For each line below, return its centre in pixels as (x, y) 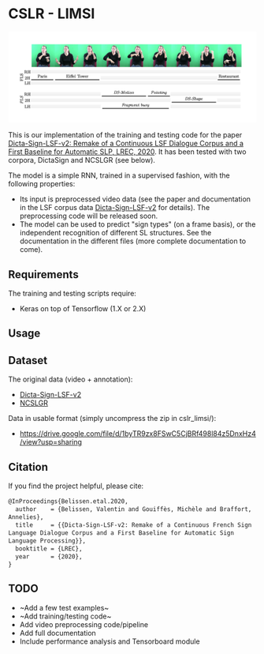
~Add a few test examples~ (64, 607)
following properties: (42, 184)
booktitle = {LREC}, (49, 549)
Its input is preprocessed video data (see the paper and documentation (135, 199)
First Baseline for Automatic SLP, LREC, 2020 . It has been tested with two (127, 152)
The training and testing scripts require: (72, 293)
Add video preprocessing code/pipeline (84, 624)
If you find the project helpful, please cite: (76, 486)
